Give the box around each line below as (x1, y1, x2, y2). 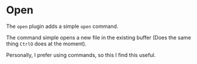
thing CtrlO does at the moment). (6, 40, 87, 47)
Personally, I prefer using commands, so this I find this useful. (6, 51, 156, 58)
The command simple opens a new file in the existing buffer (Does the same (6, 34, 192, 41)
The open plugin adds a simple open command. (6, 23, 119, 30)
